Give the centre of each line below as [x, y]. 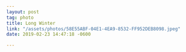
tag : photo [20, 18]
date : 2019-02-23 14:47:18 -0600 [49, 34]
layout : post [23, 12]
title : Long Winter [31, 23]
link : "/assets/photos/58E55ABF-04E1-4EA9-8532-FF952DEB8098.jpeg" [94, 29]
